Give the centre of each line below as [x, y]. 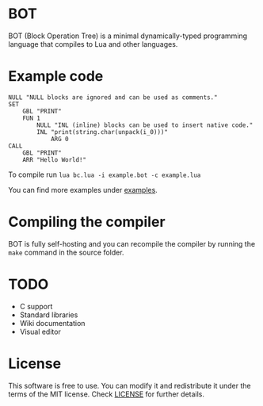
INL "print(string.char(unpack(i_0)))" [103, 132]
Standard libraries [49, 315]
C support [36, 306]
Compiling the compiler [87, 222]
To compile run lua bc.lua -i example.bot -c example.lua [105, 174]
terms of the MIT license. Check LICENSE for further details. [106, 394]
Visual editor [40, 331]
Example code [56, 77]
